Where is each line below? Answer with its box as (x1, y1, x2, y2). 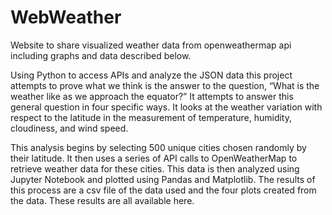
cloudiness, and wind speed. (10, 122, 129, 134)
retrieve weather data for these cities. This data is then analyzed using (10, 162, 300, 175)
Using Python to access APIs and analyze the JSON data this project (10, 69, 293, 81)
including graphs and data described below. (10, 49, 192, 61)
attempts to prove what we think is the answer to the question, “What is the (10, 79, 320, 91)
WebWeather (10, 6, 122, 29)
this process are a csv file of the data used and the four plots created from (10, 184, 317, 196)
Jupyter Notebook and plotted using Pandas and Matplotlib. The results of (10, 173, 316, 185)
